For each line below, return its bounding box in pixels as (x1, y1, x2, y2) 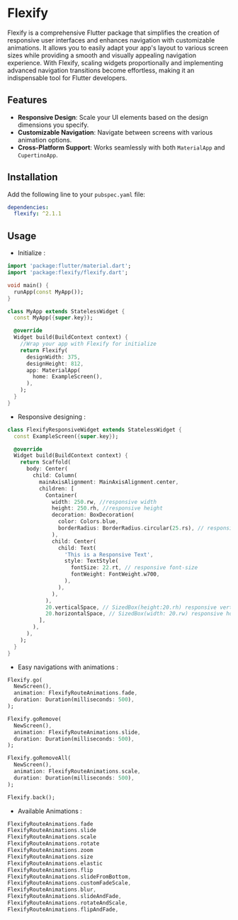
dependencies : (7, 203, 50, 211)
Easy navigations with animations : (17, 663, 119, 671)
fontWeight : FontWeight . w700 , (70, 571, 160, 578)
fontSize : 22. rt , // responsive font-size (70, 564, 198, 571)
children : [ (38, 485, 74, 492)
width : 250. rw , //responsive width (52, 498, 157, 505)
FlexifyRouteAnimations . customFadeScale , (7, 880, 132, 887)
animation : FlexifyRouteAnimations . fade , (13, 690, 138, 697)
